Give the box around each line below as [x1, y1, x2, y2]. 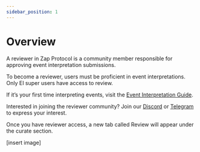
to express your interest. [6, 109, 67, 116]
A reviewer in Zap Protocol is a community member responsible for [6, 55, 173, 62]
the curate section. [6, 127, 53, 135]
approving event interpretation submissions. [6, 61, 116, 68]
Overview [6, 34, 56, 48]
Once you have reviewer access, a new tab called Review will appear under [6, 121, 194, 128]
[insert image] [6, 139, 41, 146]
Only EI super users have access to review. [6, 79, 114, 86]
